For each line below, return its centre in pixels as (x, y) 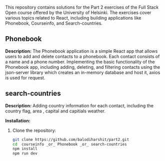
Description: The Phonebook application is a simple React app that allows (81, 51)
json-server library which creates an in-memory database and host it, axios (83, 72)
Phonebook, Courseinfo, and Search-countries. (54, 23)
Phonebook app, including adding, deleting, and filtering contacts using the (83, 67)
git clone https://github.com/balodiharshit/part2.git (71, 139)
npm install (25, 149)
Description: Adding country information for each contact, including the (79, 105)
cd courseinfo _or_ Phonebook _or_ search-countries (69, 144)
